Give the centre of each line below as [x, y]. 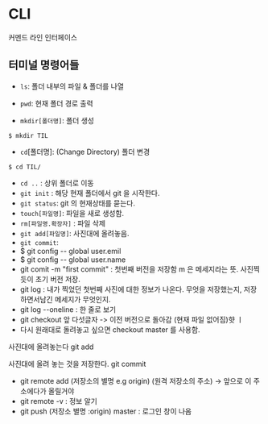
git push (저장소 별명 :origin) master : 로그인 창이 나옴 [105, 411]
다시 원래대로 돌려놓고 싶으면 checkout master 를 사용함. [110, 329]
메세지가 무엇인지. [83, 299]
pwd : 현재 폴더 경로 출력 [57, 103]
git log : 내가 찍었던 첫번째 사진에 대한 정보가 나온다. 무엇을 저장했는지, [131, 289]
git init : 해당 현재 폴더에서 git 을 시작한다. [90, 193]
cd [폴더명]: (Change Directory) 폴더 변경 [85, 152]
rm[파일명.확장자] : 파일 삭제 [63, 223]
